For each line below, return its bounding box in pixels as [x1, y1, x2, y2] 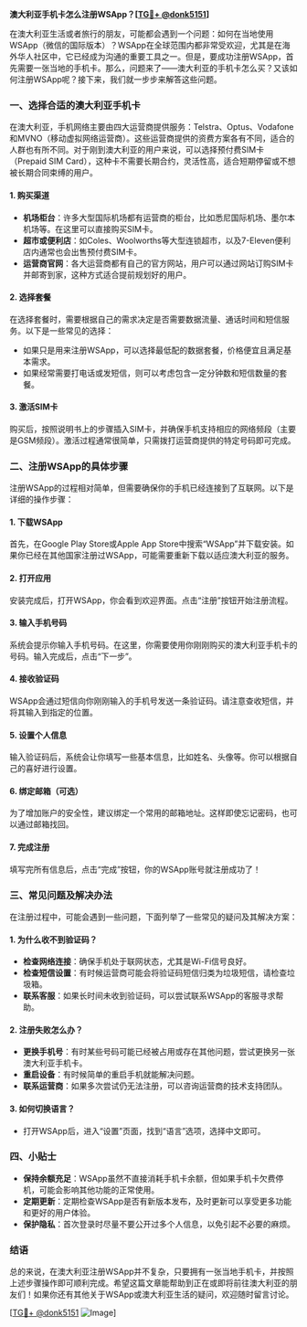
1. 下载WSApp [9, 516, 64, 527]
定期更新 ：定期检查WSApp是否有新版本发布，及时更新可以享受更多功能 [22, 1195, 292, 1206]
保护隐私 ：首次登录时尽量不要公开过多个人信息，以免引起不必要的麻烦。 [22, 1218, 295, 1229]
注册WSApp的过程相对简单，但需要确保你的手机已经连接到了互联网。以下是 [9, 483, 294, 494]
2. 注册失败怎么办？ [9, 1024, 84, 1035]
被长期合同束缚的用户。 [9, 167, 98, 178]
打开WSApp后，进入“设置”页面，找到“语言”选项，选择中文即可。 [22, 1125, 267, 1136]
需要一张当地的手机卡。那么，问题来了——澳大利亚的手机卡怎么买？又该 [16, 63, 290, 73]
